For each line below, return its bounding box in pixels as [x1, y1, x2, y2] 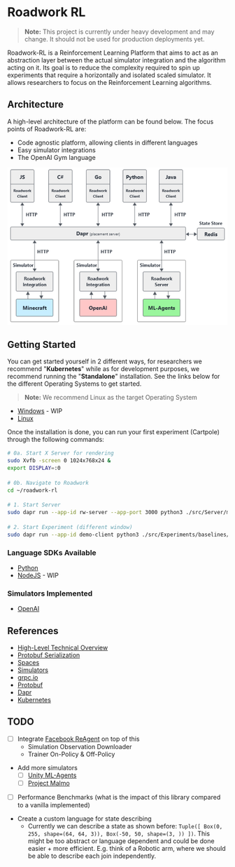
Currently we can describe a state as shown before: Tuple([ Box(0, [27, 822, 223, 831]
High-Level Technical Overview [17, 643, 108, 652]
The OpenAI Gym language [17, 153, 96, 161]
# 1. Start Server [7, 502, 61, 509]
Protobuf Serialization [17, 651, 80, 659]
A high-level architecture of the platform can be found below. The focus [7, 117, 214, 126]
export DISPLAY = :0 [7, 464, 61, 471]
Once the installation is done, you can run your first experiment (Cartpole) [7, 428, 220, 436]
